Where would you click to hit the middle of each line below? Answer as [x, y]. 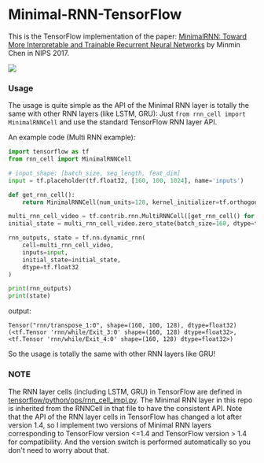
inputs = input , [45, 252]
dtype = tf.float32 [51, 267]
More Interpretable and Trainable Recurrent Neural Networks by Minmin [125, 44]
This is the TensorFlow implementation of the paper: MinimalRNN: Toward [128, 36]
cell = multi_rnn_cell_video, [68, 246]
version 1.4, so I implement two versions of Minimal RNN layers [110, 425]
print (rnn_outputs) [40, 289]
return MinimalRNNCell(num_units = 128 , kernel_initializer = [121, 202]
